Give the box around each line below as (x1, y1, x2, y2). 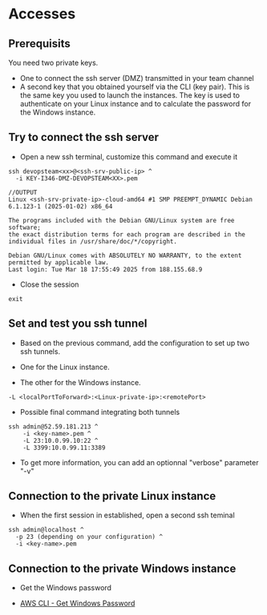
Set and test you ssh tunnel (8, 317, 148, 331)
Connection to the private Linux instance (8, 489, 216, 503)
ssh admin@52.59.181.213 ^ (8, 422, 99, 431)
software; (8, 223, 42, 231)
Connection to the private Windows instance (8, 561, 237, 575)
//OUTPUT (8, 188, 38, 196)
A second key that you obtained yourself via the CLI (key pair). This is (19, 82, 250, 91)
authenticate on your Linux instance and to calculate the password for (19, 99, 251, 108)
